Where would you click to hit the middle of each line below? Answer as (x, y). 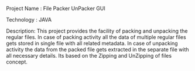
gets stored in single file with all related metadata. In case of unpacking (92, 43)
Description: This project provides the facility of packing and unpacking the (97, 31)
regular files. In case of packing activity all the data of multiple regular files (96, 37)
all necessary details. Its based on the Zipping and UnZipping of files (89, 56)
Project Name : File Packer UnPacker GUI (56, 8)
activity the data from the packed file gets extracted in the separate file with (97, 49)
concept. (17, 62)
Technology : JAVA (29, 19)
